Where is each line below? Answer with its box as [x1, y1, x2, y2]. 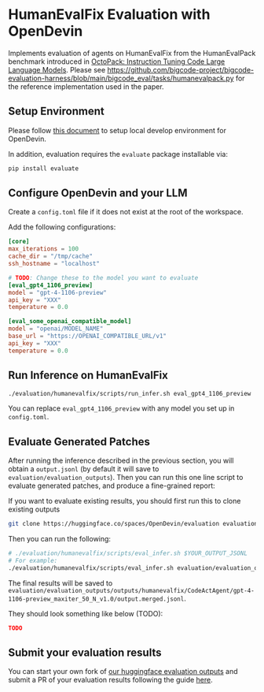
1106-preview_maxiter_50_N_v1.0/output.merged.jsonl [8, 595, 185, 603]
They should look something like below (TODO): [8, 608, 163, 618]
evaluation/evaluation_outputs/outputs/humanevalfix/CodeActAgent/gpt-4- [8, 586, 255, 594]
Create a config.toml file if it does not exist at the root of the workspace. [8, 207, 244, 217]
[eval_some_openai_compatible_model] [8, 318, 132, 326]
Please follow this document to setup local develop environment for [8, 125, 226, 135]
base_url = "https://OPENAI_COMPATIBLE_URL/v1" [8, 333, 167, 340]
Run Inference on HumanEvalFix [8, 369, 169, 382]
